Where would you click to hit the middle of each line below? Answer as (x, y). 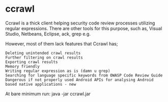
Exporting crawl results (32, 62)
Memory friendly (22, 66)
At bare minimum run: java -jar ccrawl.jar (48, 94)
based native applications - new (41, 84)
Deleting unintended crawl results (43, 53)
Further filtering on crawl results (44, 57)
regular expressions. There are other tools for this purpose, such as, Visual (84, 28)
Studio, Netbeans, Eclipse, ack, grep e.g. (48, 34)
